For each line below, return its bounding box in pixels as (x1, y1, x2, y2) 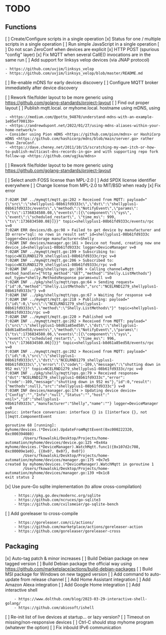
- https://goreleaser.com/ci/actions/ (14, 520, 94, 525)
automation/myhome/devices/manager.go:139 (5, 470, 94, 475)
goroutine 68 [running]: (5, 423, 56, 428)
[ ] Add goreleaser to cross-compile (5, 511, 78, 516)
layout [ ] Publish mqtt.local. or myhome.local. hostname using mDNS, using (5, 105, 160, 111)
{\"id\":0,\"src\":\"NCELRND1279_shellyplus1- (5, 301, 103, 306)
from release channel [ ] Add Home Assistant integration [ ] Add (20, 576, 151, 582)
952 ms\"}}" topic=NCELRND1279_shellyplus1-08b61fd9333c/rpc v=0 (5, 366, 143, 371)
